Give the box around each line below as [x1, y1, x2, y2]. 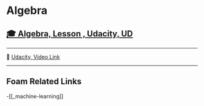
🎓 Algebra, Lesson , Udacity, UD [6, 28, 134, 39]
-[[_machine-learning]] [6, 92, 64, 100]
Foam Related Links [6, 76, 82, 87]
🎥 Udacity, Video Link [6, 53, 60, 61]
